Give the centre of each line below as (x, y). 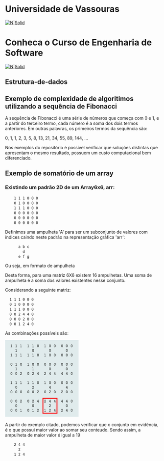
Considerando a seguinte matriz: (38, 290)
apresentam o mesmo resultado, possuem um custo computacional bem (78, 153)
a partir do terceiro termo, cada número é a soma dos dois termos (71, 123)
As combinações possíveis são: (37, 333)
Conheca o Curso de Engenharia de (79, 42)
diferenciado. (18, 158)
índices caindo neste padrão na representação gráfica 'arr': (65, 237)
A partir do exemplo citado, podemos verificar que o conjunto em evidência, (82, 424)
